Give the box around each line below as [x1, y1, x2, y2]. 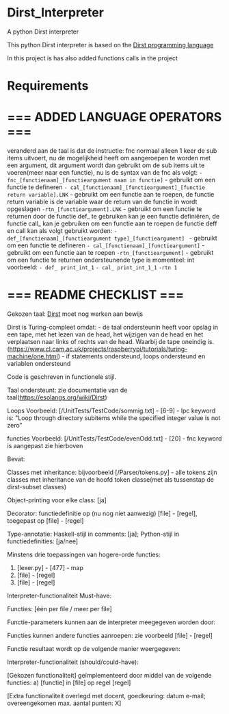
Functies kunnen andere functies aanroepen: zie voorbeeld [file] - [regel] [7, 632, 213, 639]
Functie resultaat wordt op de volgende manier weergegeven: [7, 645, 181, 652]
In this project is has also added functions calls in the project [7, 53, 178, 62]
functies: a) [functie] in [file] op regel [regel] [7, 678, 131, 687]
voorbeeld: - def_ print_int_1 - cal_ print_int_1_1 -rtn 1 [7, 263, 178, 271]
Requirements [7, 78, 89, 94]
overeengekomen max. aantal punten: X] [7, 699, 122, 707]
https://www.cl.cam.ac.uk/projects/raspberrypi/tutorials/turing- [9, 345, 188, 353]
